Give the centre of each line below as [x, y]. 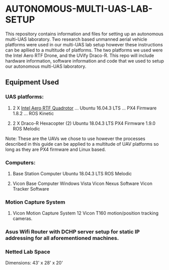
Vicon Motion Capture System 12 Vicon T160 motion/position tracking [86, 213]
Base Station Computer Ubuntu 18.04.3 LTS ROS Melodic [72, 173]
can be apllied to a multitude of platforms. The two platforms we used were [84, 50]
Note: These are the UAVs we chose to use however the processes [75, 139]
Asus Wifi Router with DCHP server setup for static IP [73, 232]
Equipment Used [32, 82]
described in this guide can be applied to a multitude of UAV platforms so [82, 144]
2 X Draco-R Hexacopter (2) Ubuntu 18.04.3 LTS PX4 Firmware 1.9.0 [84, 123]
